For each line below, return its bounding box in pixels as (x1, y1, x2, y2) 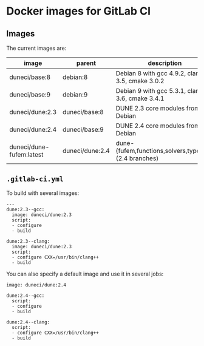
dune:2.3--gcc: (6, 206, 45, 212)
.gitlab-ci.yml (6, 175, 64, 183)
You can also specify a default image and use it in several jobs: (6, 270, 164, 277)
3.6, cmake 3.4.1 (115, 94, 165, 103)
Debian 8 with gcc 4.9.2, (115, 69, 186, 77)
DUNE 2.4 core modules (115, 121, 185, 130)
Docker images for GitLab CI (6, 4, 151, 18)
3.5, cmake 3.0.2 (115, 77, 165, 85)
